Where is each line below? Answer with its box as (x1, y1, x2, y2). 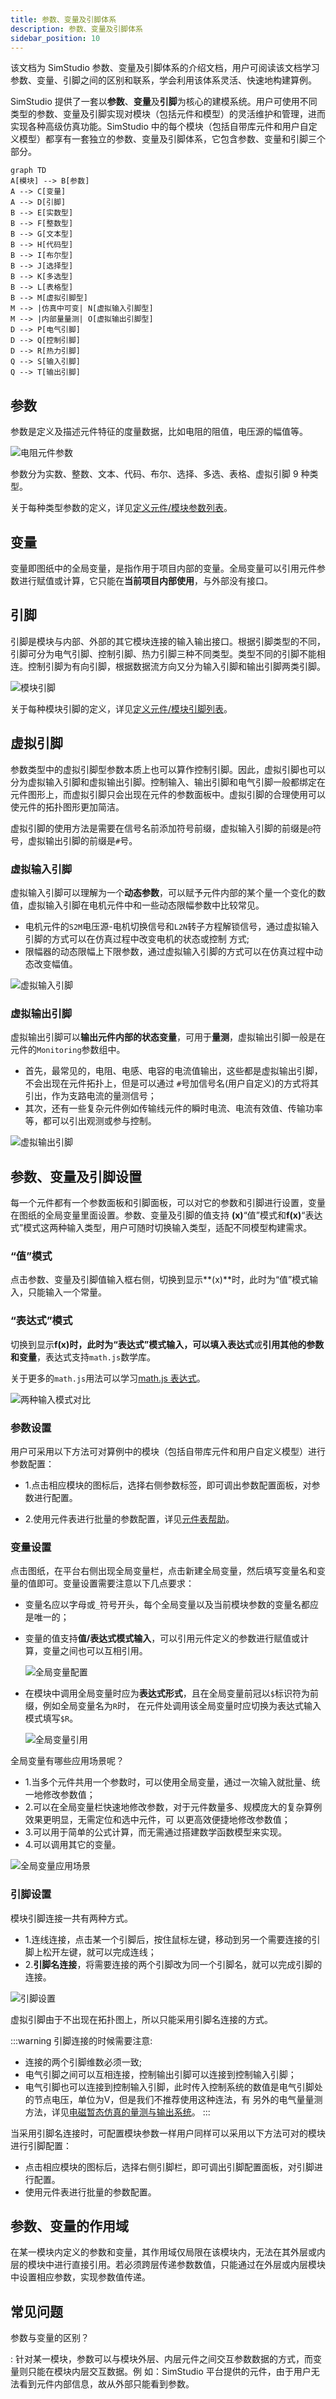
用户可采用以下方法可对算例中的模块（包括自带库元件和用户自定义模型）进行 (10, 1445, 326, 1457)
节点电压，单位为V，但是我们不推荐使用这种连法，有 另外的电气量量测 (33, 2093, 323, 2105)
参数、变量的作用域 (10, 2217, 129, 2235)
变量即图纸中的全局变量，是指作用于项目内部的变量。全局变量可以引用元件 (10, 562, 317, 574)
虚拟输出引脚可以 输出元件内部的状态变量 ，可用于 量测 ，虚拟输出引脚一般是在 (10, 1031, 326, 1043)
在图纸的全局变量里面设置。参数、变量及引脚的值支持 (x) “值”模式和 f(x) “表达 (10, 1209, 323, 1221)
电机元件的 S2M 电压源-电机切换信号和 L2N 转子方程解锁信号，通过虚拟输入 (24, 920, 320, 932)
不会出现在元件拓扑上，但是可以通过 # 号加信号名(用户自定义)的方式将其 (24, 1077, 320, 1090)
